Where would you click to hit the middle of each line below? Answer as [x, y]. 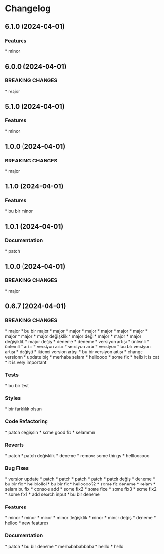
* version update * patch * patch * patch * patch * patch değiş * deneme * [80, 479]
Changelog [28, 9]
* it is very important [26, 362]
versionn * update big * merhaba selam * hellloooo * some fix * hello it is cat [82, 357]
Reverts [15, 445]
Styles [13, 398]
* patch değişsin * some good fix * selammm [50, 432]
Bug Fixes [17, 468]
